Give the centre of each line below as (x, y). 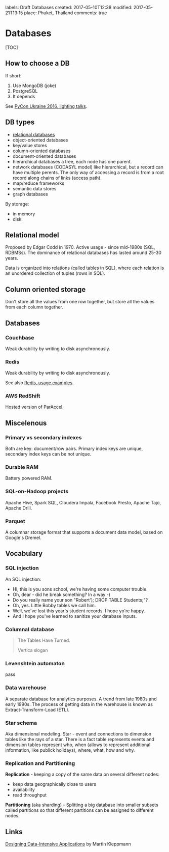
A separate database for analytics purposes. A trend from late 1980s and (81, 699)
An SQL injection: (23, 579)
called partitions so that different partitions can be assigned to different (79, 810)
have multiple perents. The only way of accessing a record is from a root (88, 172)
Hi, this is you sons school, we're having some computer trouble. (80, 589)
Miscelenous (26, 423)
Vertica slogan (33, 650)
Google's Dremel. (23, 538)
